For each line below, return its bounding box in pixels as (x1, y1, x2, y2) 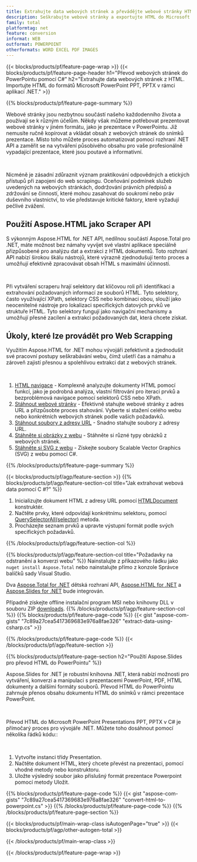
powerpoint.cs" (6, 803, 43, 810)
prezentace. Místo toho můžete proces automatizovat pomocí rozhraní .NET (6, 136, 189, 143)
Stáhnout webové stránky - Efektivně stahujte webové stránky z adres (14, 400, 184, 407)
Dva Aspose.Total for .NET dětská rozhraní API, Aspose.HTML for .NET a (6, 582, 182, 589)
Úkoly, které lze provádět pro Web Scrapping (6, 330, 173, 341)
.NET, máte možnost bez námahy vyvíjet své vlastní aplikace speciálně (6, 241, 177, 248)
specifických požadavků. (14, 529, 75, 536)
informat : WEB (6, 36, 41, 42)
